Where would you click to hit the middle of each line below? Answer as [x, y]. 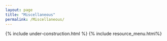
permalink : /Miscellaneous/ [35, 19]
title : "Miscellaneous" [30, 15]
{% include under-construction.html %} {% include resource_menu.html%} [84, 34]
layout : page [19, 10]
